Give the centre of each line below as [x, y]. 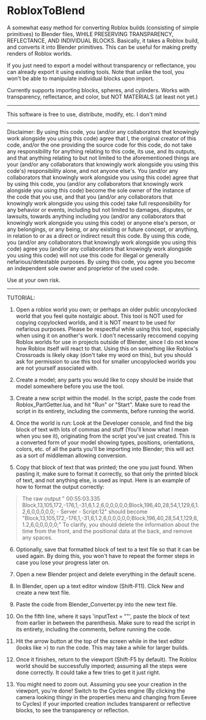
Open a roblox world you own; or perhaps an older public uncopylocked [106, 309]
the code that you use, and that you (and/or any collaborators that [90, 197]
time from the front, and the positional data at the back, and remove [107, 531]
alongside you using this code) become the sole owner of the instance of [99, 190]
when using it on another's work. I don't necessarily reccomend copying [107, 335]
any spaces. [37, 537]
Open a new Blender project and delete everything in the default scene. [106, 574]
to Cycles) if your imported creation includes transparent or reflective [103, 703]
